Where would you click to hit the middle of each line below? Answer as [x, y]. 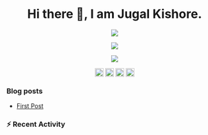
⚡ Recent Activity [36, 125]
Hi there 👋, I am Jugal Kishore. [115, 14]
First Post [30, 106]
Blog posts [25, 91]
